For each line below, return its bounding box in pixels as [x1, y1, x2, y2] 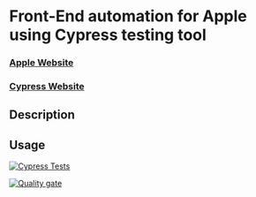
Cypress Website [9, 80, 85, 93]
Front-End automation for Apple [9, 6, 247, 27]
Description [9, 108, 75, 123]
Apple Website [9, 57, 74, 69]
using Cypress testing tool [9, 25, 207, 45]
